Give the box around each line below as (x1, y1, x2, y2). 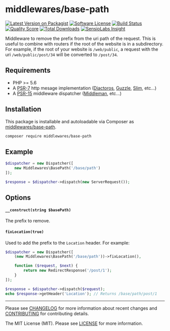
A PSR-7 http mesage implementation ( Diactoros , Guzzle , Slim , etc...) (12, 85, 157, 91)
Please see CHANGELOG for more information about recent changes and (5, 305, 158, 311)
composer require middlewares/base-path (5, 133, 92, 138)
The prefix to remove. (5, 218, 51, 224)
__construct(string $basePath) (5, 207, 71, 213)
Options (5, 194, 31, 202)
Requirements (5, 66, 51, 75)
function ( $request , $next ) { (14, 263, 78, 268)
